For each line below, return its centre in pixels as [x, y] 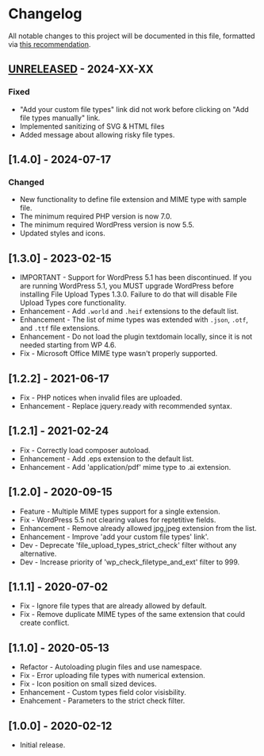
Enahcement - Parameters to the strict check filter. [102, 701]
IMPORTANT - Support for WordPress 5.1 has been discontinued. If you [136, 277]
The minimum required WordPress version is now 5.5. [107, 225]
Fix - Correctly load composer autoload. [85, 450]
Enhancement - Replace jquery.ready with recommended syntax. [126, 405]
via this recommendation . [50, 44]
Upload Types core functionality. [73, 303]
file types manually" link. [60, 118]
